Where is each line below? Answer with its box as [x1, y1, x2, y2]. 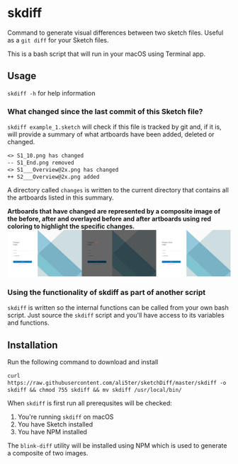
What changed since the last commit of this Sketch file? [7, 106, 203, 116]
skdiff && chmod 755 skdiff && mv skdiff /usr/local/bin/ [7, 386, 182, 393]
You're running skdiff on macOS [17, 412, 114, 421]
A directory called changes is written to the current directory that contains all [7, 186, 229, 195]
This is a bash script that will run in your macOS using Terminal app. [7, 50, 205, 58]
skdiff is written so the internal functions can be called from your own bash [7, 303, 229, 312]
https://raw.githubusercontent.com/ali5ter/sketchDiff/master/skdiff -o [7, 379, 227, 386]
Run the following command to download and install [7, 357, 159, 366]
